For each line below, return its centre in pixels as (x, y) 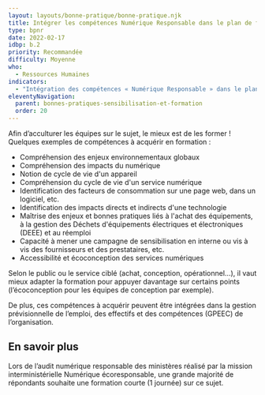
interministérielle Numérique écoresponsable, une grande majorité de (121, 374)
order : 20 (31, 111)
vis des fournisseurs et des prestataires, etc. (92, 249)
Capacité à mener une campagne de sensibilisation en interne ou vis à (134, 241)
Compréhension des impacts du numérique (90, 166)
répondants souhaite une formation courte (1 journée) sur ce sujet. (116, 382)
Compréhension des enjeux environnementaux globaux (110, 157)
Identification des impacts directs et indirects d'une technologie (123, 207)
